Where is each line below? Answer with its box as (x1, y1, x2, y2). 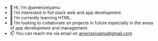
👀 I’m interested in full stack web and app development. (9, 10, 122, 15)
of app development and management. (9, 25, 89, 31)
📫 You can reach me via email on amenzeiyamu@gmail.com (9, 30, 132, 36)
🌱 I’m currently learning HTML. (9, 15, 72, 20)
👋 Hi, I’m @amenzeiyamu (9, 5, 60, 10)
